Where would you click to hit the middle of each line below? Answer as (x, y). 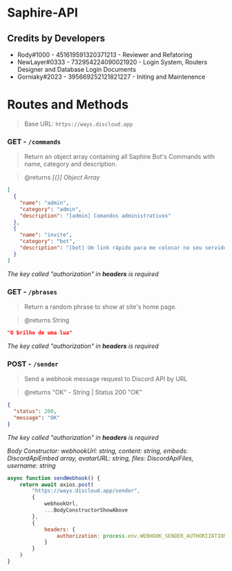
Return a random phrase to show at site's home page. (100, 307)
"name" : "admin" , (45, 203)
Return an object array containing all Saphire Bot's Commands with (119, 157)
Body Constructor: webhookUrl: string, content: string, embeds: (98, 451)
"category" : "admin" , (50, 209)
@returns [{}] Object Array (62, 177)
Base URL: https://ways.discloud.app (78, 124)
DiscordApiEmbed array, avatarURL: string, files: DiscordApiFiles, (100, 458)
